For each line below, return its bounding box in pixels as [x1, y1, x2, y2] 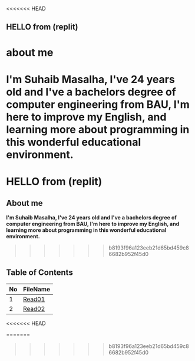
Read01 [23, 295, 45, 303]
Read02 [23, 304, 45, 313]
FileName [23, 285, 51, 293]
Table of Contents [6, 268, 74, 278]
